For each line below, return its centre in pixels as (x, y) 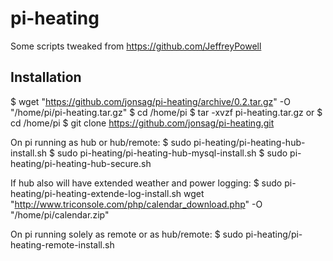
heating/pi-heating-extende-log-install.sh (96, 193)
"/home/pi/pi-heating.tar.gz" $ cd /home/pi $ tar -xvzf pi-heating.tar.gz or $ (166, 112)
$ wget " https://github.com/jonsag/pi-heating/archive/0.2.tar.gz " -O (150, 101)
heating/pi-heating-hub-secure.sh (81, 163)
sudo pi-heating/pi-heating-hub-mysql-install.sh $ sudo (172, 153)
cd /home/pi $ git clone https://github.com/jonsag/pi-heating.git (142, 123)
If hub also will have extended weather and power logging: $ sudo (146, 183)
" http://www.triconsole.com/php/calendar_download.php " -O (136, 204)
